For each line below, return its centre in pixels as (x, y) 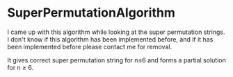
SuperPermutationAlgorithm (91, 13)
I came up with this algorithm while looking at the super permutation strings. (116, 32)
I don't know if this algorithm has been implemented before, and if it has (110, 39)
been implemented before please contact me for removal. (90, 46)
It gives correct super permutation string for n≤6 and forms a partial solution (116, 60)
